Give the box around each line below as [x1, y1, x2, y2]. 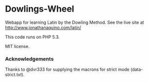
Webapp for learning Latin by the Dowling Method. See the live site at [5, 19, 145, 25]
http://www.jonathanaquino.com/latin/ [5, 24, 81, 30]
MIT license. [5, 43, 30, 49]
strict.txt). [5, 72, 25, 78]
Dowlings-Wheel [5, 3, 74, 15]
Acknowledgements [5, 55, 54, 62]
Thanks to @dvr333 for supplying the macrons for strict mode [5, 66, 130, 72]
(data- [130, 66, 143, 72]
